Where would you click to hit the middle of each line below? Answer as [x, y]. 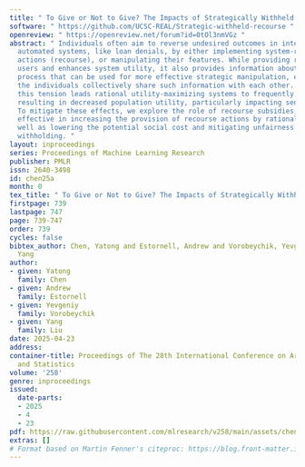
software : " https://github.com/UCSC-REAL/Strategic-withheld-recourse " [152, 26]
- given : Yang [36, 322]
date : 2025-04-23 [42, 339]
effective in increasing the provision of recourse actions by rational [158, 119]
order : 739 [30, 229]
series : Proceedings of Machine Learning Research [107, 153]
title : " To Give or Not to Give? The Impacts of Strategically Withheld [152, 18]
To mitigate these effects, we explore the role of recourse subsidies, [158, 111]
